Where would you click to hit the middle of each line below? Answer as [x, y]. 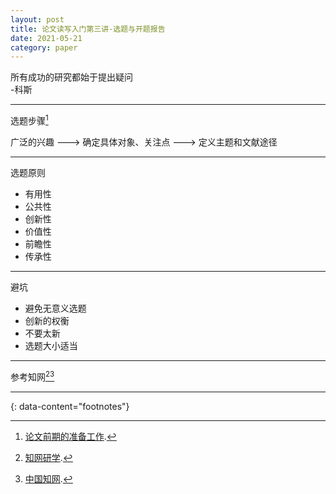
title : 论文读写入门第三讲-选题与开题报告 [88, 29]
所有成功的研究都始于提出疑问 [71, 77]
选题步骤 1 [29, 119]
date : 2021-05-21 [46, 38]
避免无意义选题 [55, 308]
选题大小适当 [51, 345]
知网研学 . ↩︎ [48, 457]
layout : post [37, 19]
